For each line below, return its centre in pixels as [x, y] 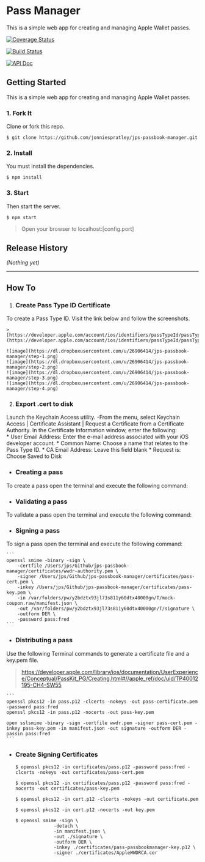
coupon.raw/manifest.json [39, 604]
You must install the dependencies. [50, 167]
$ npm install [24, 178]
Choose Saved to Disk [34, 456]
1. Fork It [19, 113]
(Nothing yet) [23, 263]
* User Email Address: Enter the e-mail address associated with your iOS [98, 437]
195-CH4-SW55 [41, 685]
